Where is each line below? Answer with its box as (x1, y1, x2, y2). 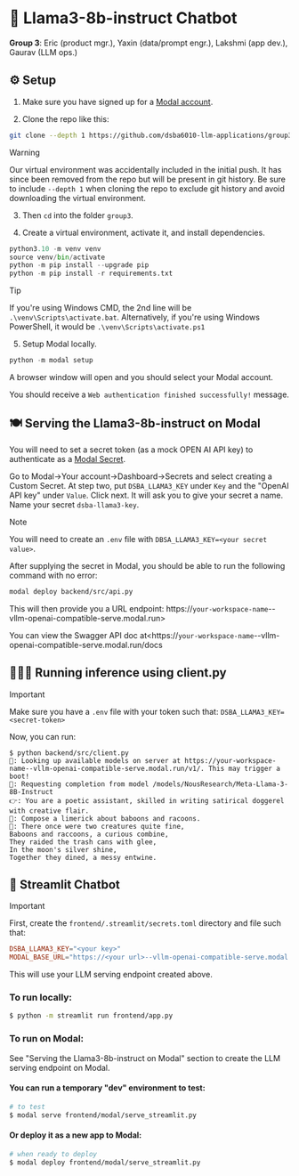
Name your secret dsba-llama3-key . (9, 499, 140, 510)
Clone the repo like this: (21, 113, 109, 124)
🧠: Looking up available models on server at (9, 756, 181, 765)
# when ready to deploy (9, 1149, 98, 1158)
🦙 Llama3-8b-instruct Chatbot (9, 8, 238, 28)
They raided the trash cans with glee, (9, 837, 158, 847)
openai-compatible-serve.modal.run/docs (9, 639, 163, 650)
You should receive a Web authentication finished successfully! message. (9, 389, 289, 400)
